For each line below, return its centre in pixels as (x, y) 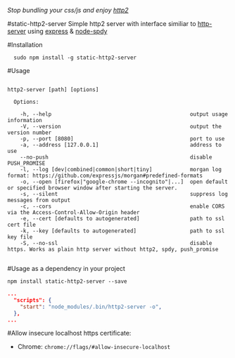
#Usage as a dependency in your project (66, 268)
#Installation (25, 45)
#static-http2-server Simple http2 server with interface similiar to (102, 24)
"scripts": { (33, 300)
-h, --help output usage (124, 114)
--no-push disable (116, 157)
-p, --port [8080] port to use (122, 139)
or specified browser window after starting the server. (93, 188)
